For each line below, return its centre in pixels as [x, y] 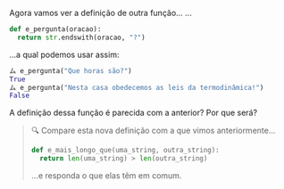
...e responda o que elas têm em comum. [106, 176]
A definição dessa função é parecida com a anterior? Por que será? [133, 113]
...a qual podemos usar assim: [64, 54]
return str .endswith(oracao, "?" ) [81, 37]
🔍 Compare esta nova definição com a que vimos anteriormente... [153, 131]
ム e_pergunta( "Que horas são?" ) [71, 70]
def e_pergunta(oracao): [55, 29]
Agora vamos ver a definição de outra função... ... [100, 13]
